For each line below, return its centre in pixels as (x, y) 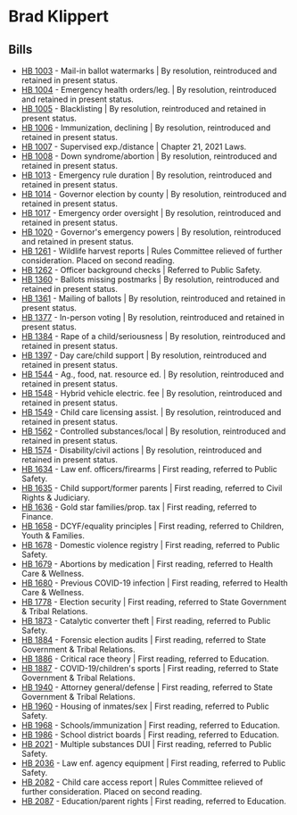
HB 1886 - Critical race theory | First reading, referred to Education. (145, 659)
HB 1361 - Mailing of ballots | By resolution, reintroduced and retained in (153, 298)
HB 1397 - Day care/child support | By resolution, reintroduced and (144, 355)
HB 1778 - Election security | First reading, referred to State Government (154, 602)
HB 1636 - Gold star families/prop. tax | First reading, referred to (139, 507)
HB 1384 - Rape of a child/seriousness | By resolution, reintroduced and (153, 336)
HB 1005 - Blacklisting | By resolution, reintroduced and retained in (144, 108)
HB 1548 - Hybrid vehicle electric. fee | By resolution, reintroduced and (152, 393)
